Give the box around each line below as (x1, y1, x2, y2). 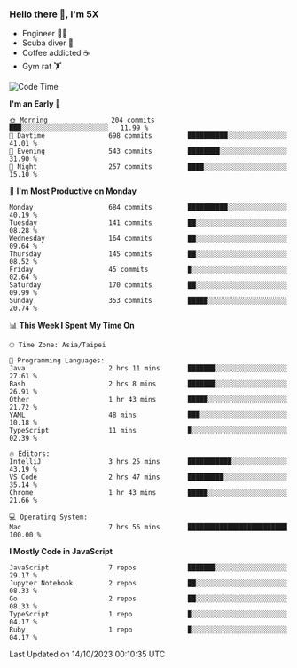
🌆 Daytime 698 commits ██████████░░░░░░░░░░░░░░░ (9, 131, 288, 140)
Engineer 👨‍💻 (21, 28, 68, 39)
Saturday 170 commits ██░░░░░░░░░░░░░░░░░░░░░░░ (9, 281, 288, 290)
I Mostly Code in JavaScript (9, 546, 113, 557)
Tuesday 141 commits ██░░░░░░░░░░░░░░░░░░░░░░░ (9, 219, 288, 227)
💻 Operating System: (9, 513, 89, 522)
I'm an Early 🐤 (9, 99, 61, 109)
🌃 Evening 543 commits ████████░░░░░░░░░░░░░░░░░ (9, 147, 288, 156)
